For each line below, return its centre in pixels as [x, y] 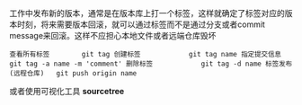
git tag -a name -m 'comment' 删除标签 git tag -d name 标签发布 [151, 64]
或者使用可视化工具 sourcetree [67, 91]
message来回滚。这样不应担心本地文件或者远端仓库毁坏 [113, 35]
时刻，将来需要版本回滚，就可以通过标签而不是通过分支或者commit [141, 24]
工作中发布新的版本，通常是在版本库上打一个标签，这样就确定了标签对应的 [147, 13]
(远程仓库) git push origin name [73, 74]
